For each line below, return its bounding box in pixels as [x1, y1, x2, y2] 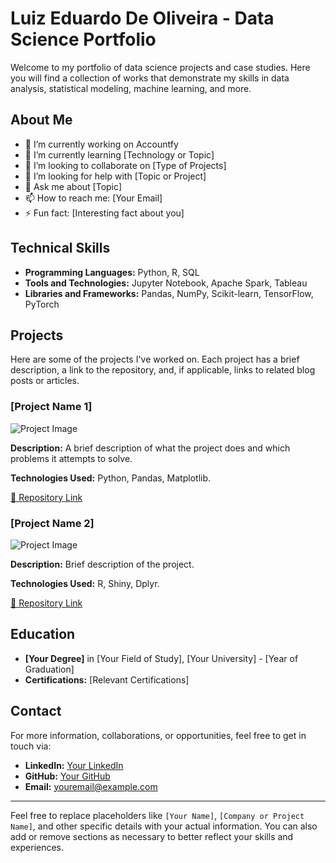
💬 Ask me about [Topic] [24, 180, 123, 192]
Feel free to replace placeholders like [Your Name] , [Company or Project [10, 809, 305, 821]
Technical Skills [10, 240, 111, 257]
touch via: [10, 740, 52, 752]
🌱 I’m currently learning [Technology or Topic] [24, 148, 215, 161]
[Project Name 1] [10, 400, 93, 414]
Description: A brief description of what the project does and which [10, 442, 291, 454]
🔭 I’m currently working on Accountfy [24, 138, 179, 150]
